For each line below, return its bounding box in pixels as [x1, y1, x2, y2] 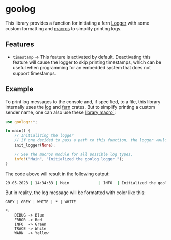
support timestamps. [12, 70, 56, 76]
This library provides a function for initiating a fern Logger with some [5, 20, 150, 26]
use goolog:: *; [5, 119, 38, 124]
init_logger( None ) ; [14, 142, 56, 148]
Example [5, 85, 34, 93]
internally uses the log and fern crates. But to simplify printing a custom [5, 104, 155, 110]
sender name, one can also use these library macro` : [5, 109, 116, 115]
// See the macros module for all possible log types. [14, 152, 133, 157]
